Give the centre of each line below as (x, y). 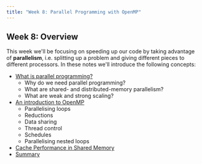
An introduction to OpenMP (50, 102)
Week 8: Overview (42, 37)
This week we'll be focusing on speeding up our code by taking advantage (101, 51)
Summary (27, 154)
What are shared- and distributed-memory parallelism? (94, 89)
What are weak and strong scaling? (69, 96)
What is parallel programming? (54, 76)
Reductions (39, 115)
